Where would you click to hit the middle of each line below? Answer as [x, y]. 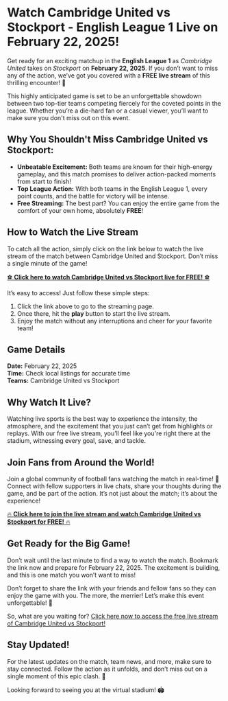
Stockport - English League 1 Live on [113, 27]
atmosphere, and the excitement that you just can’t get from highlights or [110, 426]
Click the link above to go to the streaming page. [85, 306]
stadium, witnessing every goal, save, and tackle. [76, 441]
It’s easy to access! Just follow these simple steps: [78, 292]
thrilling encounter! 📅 [37, 82]
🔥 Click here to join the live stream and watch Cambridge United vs [104, 514]
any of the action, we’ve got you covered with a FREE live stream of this [109, 75]
